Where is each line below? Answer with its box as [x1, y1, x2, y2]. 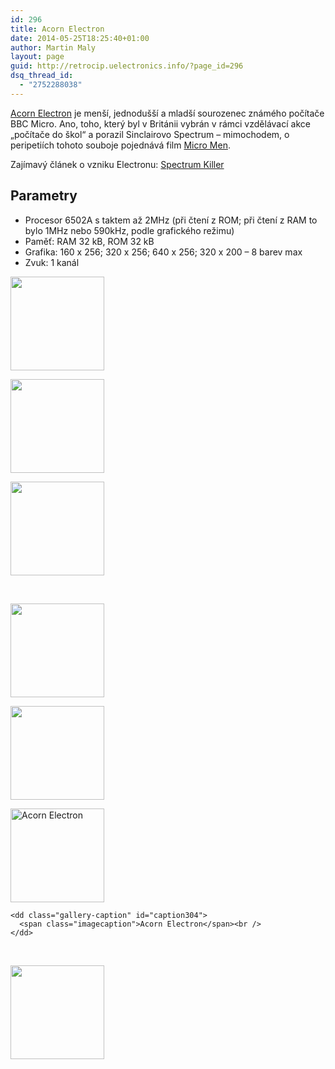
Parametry [10, 187, 78, 205]
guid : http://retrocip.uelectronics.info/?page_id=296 [10, 61, 244, 71]
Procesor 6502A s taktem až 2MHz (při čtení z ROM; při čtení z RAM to [24, 214, 318, 226]
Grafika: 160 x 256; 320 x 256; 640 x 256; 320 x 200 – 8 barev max [24, 246, 303, 258]
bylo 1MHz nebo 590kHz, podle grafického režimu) [24, 224, 235, 236]
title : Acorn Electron [10, 24, 105, 34]
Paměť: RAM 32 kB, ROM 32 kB [24, 235, 155, 247]
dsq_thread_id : [10, 71, 74, 81]
